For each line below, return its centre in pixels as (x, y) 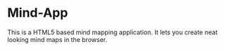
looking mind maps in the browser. (57, 39)
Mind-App (38, 13)
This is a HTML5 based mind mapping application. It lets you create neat (112, 32)
